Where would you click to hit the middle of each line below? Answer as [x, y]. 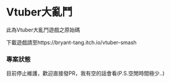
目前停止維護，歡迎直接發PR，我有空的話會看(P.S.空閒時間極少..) [85, 73]
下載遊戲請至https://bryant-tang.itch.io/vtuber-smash [71, 42]
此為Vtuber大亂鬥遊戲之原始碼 [43, 30]
